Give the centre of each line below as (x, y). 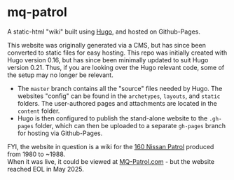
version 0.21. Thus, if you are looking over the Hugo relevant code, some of (116, 67)
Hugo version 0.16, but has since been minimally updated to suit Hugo (108, 60)
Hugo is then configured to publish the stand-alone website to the (112, 118)
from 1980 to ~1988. (36, 154)
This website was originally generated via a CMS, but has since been (107, 45)
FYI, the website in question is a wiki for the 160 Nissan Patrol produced (111, 146)
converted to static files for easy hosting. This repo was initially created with (117, 53)
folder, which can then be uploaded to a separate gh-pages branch (130, 125)
